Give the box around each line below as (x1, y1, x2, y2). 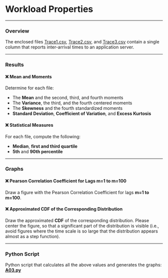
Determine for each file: (5, 85, 54, 91)
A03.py (5, 267, 21, 273)
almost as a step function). (5, 233, 60, 239)
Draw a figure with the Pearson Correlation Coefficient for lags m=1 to (5, 189, 149, 195)
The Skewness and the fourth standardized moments (12, 105, 123, 111)
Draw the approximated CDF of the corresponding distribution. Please (5, 217, 149, 223)
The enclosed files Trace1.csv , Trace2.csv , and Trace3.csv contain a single (5, 39, 159, 45)
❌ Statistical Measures (5, 122, 53, 128)
